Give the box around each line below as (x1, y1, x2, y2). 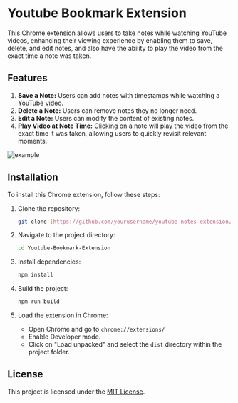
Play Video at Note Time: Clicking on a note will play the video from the (17, 121, 229, 130)
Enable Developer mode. (28, 332, 101, 341)
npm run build (17, 298, 60, 305)
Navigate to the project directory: (17, 231, 115, 239)
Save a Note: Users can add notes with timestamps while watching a (17, 91, 220, 99)
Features (7, 72, 48, 84)
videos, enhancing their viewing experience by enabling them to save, (7, 36, 213, 44)
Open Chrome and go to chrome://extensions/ (28, 325, 165, 334)
